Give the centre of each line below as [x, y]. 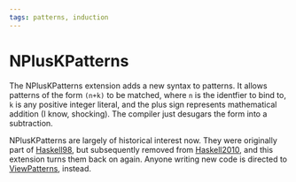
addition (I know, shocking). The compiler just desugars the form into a [138, 114]
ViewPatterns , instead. [50, 168]
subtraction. [31, 123]
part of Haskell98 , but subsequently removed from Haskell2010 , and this [141, 149]
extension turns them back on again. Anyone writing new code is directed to [148, 159]
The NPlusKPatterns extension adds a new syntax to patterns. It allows [138, 86]
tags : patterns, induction [59, 17]
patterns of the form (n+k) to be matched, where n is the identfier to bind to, [148, 95]
